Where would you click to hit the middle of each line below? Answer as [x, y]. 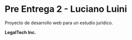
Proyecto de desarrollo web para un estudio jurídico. [59, 23]
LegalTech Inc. [20, 32]
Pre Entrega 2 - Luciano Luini [66, 9]
